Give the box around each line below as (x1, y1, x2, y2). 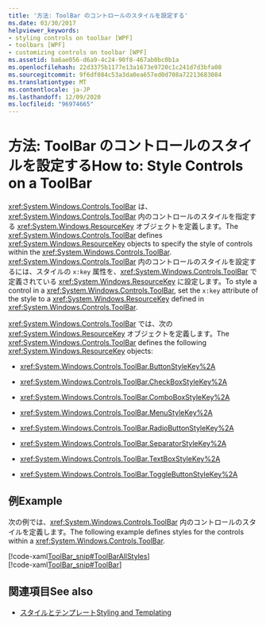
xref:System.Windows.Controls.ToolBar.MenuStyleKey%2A (19, 408, 213, 417)
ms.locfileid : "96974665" (8, 100, 94, 108)
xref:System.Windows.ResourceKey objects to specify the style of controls (8, 239, 253, 249)
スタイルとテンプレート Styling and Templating (19, 608, 172, 617)
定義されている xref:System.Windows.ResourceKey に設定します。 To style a (8, 277, 257, 286)
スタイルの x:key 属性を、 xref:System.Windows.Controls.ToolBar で (35, 267, 257, 277)
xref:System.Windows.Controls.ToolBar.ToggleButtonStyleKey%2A (19, 470, 238, 479)
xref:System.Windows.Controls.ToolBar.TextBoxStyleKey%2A (19, 454, 221, 464)
